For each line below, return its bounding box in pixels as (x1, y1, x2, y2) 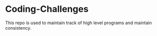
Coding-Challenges (5, 3, 89, 15)
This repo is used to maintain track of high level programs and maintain (5, 20, 152, 26)
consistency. (5, 25, 32, 31)
